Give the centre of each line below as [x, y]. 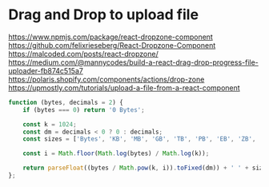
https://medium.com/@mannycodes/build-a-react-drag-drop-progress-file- [133, 62]
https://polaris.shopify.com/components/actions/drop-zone [106, 79]
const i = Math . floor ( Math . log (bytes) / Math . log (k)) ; [116, 153]
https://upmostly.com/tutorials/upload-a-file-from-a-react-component [124, 88]
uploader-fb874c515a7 [46, 70]
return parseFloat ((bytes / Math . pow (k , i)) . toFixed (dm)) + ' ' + [136, 168]
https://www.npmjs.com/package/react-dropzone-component [111, 37]
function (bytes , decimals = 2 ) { [66, 102]
